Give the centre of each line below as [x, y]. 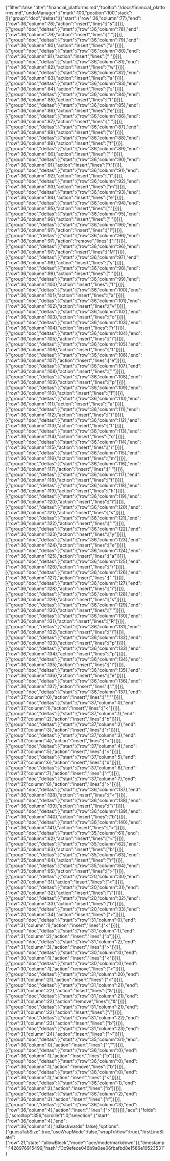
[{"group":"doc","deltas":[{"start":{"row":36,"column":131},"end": [73, 627]
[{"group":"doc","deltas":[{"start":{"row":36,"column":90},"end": [73, 160]
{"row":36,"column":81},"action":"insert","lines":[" [57, 56]
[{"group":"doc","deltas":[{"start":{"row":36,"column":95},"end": [73, 214]
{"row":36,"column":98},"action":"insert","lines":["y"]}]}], [65, 263]
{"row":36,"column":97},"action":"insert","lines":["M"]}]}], [66, 252]
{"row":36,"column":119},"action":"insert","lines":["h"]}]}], [66, 491]
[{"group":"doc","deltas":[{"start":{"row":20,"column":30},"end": [73, 877]
